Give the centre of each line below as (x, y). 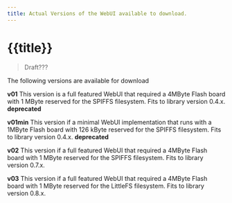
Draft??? (36, 67)
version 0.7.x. (26, 165)
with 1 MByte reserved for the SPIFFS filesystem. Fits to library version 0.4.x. (116, 101)
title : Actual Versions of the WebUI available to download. (97, 14)
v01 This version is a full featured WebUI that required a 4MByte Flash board (116, 94)
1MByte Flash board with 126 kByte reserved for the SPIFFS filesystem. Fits (114, 130)
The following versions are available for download (78, 80)
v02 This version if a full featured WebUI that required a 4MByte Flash (107, 150)
